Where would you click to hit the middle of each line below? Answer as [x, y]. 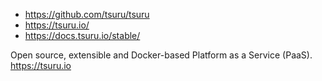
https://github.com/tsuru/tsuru [87, 14]
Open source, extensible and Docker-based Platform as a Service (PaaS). [161, 55]
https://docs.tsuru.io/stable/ [82, 35]
